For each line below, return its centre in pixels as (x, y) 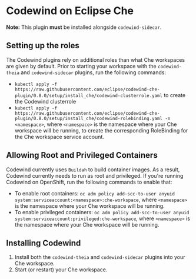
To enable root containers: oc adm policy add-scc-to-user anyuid (95, 193)
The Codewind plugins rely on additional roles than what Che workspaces (96, 59)
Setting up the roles (43, 46)
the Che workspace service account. (59, 137)
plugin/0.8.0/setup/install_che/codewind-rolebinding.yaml (89, 118)
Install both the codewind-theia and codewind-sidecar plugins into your (100, 257)
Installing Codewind (44, 243)
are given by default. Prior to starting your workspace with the (82, 66)
